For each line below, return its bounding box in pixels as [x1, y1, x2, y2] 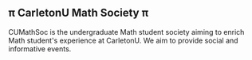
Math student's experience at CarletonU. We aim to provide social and [8, 36, 238, 45]
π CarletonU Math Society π [8, 6, 149, 20]
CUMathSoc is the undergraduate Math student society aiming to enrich [8, 27, 245, 36]
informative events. [8, 43, 72, 54]
